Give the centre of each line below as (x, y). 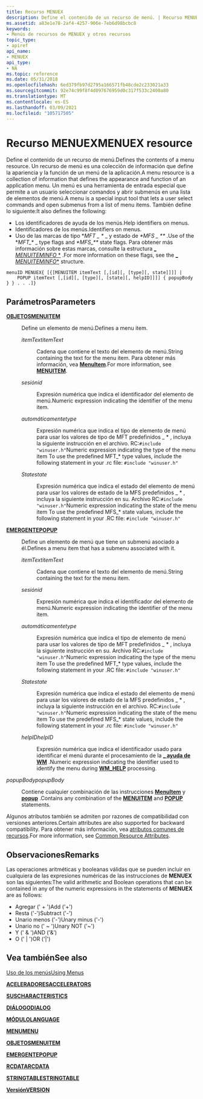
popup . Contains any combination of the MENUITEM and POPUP (102, 798)
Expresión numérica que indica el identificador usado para (109, 749)
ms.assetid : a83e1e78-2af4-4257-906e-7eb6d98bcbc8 (71, 23)
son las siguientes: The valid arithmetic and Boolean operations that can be (99, 882)
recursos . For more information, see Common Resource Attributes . (88, 836)
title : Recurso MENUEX (35, 12)
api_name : (19, 51)
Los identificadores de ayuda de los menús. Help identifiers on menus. (102, 223)
